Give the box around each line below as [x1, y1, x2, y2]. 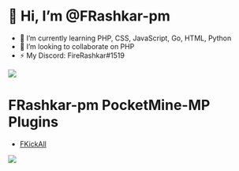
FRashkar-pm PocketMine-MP [8, 97, 211, 114]
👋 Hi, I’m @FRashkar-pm [8, 7, 171, 25]
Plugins [8, 113, 59, 131]
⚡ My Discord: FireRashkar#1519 [19, 51, 125, 60]
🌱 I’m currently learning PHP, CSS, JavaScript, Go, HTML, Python [19, 33, 232, 43]
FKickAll [19, 139, 47, 149]
